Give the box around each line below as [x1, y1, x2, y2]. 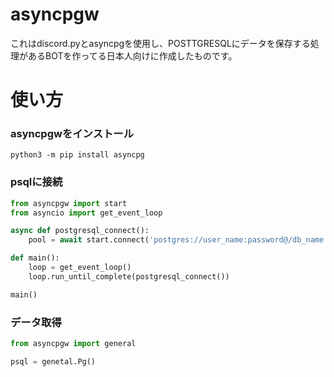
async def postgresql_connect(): [10, 226, 150, 236]
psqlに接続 [10, 175, 63, 189]
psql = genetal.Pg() [10, 356, 97, 367]
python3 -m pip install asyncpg [10, 150, 145, 160]
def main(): [10, 253, 60, 263]
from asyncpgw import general [10, 339, 137, 349]
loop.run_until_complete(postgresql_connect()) [28, 271, 230, 282]
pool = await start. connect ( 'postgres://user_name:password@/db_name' [28, 235, 329, 245]
